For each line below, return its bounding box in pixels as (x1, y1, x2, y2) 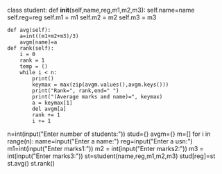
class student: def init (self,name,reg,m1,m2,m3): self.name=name (7, 6, 195, 14)
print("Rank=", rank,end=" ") (32, 87, 119, 94)
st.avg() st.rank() (7, 159, 55, 167)
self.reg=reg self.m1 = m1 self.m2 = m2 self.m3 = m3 (7, 13, 157, 21)
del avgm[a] (32, 105, 67, 112)
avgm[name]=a (19, 39, 58, 46)
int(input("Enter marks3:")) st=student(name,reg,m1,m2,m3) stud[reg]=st (7, 152, 216, 160)
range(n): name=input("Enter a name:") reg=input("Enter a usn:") (7, 137, 193, 145)
